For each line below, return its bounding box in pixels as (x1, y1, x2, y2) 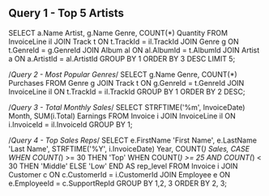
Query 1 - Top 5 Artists (8, 6, 124, 20)
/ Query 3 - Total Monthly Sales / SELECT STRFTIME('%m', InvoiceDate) (8, 102, 246, 112)
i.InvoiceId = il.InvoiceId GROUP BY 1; (8, 119, 133, 129)
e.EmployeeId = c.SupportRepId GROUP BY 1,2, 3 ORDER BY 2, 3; (8, 178, 228, 188)
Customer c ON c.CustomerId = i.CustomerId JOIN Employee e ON (8, 169, 231, 179)
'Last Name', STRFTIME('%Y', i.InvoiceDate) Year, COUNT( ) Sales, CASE (8, 143, 250, 153)
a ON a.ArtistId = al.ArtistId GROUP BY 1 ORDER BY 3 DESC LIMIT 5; (8, 53, 236, 63)
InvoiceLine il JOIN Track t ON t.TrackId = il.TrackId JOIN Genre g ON (8, 36, 239, 46)
